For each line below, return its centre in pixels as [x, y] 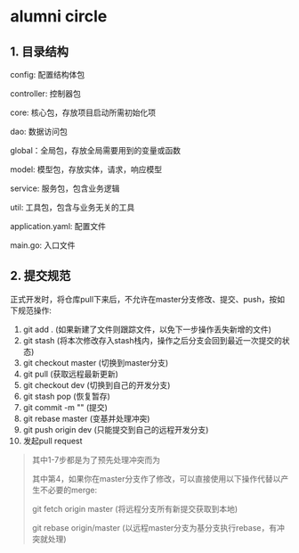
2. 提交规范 [40, 276]
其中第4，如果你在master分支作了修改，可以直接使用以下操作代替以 [156, 478]
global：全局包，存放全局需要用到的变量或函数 [96, 150]
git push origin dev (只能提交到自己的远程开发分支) [116, 429]
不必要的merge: [69, 490]
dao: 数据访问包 [39, 132]
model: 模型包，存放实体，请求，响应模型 [86, 169]
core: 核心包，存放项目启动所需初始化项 [83, 112]
